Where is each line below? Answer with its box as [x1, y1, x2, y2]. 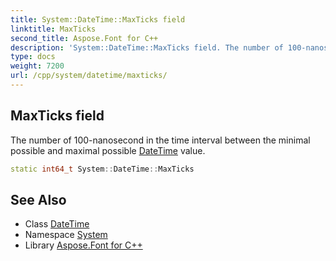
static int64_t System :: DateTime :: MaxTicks [10, 164, 195, 174]
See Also [10, 191, 67, 208]
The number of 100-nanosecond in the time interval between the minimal [10, 134, 311, 146]
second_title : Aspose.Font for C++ [10, 33, 159, 43]
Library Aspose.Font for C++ [24, 239, 143, 251]
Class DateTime [24, 218, 90, 230]
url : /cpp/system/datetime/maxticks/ [10, 71, 168, 81]
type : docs [10, 52, 56, 62]
